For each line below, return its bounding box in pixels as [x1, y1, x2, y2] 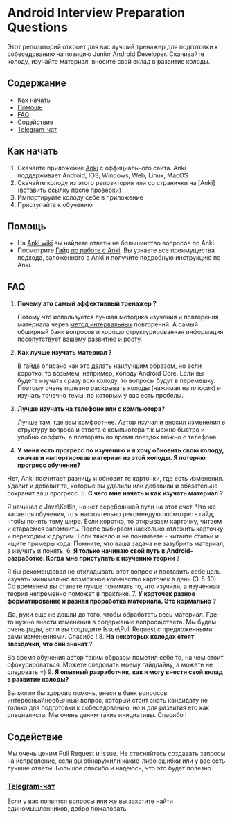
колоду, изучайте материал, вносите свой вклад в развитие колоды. [7, 57, 211, 65]
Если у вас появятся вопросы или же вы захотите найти [7, 797, 174, 805]
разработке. [7, 554, 45, 563]
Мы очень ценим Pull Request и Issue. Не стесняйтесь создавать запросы [7, 750, 226, 757]
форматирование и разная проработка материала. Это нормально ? [7, 597, 217, 606]
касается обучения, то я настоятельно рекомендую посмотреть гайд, [7, 510, 215, 518]
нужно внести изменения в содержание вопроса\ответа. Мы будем [15, 618, 217, 626]
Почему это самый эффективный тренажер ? [17, 299, 157, 308]
